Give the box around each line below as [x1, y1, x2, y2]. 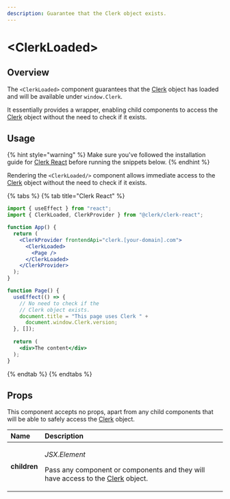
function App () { [7, 224, 57, 231]
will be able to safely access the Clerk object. [7, 415, 136, 424]
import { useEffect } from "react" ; [7, 205, 112, 212]
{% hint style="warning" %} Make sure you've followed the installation [7, 151, 206, 159]
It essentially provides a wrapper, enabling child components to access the [7, 106, 218, 114]
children [10, 462, 38, 472]
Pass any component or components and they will [44, 465, 205, 475]
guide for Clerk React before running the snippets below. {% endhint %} [7, 158, 210, 167]
